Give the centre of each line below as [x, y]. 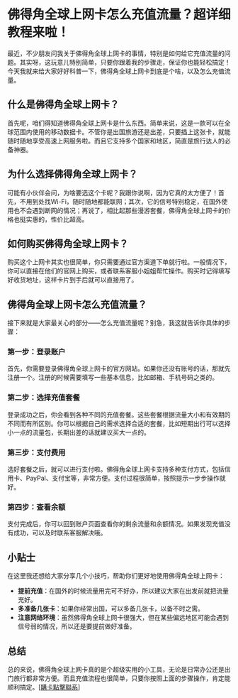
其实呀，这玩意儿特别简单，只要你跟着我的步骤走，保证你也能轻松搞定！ [125, 62]
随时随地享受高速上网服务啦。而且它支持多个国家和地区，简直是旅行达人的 [116, 141]
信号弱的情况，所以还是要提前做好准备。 [76, 626]
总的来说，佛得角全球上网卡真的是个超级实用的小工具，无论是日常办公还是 [116, 669]
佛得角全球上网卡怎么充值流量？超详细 [119, 15]
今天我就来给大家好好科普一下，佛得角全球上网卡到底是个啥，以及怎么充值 [116, 71]
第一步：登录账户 [36, 352]
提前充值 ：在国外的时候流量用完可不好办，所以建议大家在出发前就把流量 [123, 591]
